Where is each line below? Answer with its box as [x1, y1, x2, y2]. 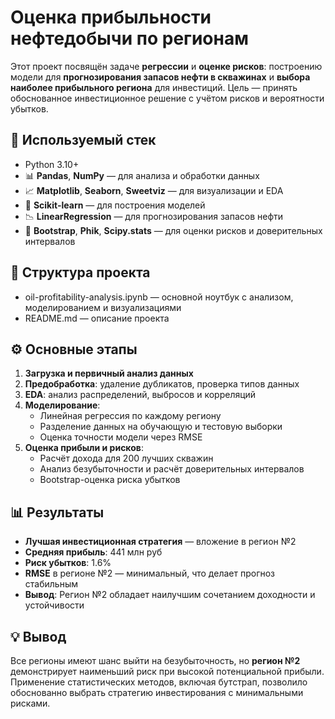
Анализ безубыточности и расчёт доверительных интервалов [39, 463, 305, 475]
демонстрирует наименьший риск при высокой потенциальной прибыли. [10, 666, 325, 677]
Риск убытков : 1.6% [24, 557, 112, 569]
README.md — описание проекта [24, 312, 170, 324]
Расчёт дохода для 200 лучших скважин [39, 452, 214, 465]
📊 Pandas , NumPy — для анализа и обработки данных [24, 169, 260, 181]
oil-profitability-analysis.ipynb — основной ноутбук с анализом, [24, 291, 294, 303]
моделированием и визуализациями [24, 301, 182, 313]
